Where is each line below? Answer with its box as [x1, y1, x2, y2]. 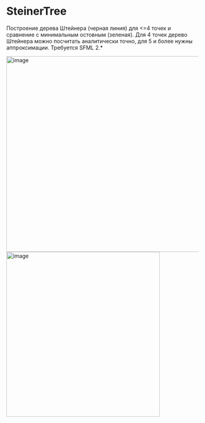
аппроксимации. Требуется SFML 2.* [6, 44, 103, 51]
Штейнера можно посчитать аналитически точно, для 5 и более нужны [6, 37, 193, 45]
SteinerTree [6, 4, 67, 18]
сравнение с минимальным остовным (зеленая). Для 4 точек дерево [6, 31, 188, 38]
